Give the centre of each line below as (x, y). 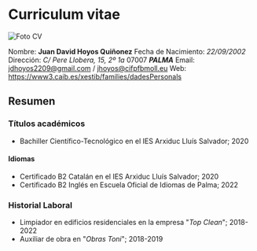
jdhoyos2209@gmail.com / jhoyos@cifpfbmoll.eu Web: (97, 68)
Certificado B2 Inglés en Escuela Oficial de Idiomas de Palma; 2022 (128, 185)
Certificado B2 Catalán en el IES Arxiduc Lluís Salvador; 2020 (119, 176)
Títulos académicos (47, 124)
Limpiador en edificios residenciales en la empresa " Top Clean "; (123, 223)
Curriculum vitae (64, 15)
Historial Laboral (40, 205)
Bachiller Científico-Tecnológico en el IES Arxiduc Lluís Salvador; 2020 (134, 141)
